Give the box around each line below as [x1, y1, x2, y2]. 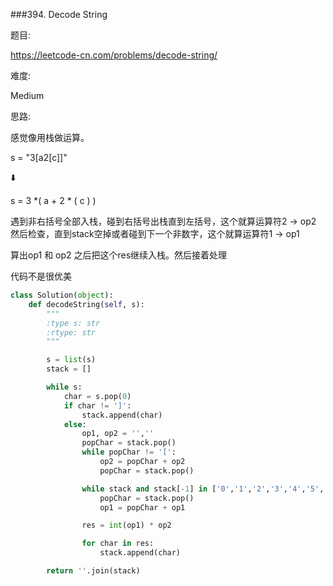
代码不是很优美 [10, 270, 72, 282]
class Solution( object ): [10, 290, 114, 300]
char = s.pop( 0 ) [63, 391, 132, 401]
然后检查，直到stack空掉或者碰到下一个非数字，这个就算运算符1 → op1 [10, 228, 300, 239]
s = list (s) [46, 355, 97, 365]
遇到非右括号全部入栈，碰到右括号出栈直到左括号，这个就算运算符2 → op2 [10, 215, 317, 227]
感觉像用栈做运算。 [10, 132, 90, 143]
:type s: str [46, 318, 101, 328]
